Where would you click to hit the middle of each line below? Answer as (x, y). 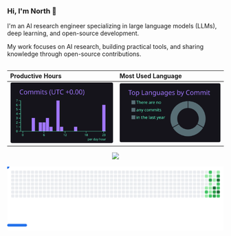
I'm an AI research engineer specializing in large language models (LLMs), (112, 26)
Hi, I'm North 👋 (32, 11)
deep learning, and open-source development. (73, 33)
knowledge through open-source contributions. (74, 54)
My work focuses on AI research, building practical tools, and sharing (106, 47)
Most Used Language (151, 76)
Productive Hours (36, 76)
